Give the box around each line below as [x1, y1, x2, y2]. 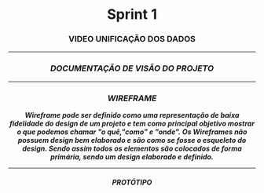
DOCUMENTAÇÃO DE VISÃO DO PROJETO [49, 63, 214, 74]
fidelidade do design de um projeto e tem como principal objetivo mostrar [9, 119, 255, 129]
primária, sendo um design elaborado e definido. [49, 152, 214, 162]
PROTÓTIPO [112, 177, 152, 187]
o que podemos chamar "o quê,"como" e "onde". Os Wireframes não [16, 127, 247, 137]
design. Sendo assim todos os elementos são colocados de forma [22, 144, 242, 154]
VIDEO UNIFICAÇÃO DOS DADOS [68, 34, 196, 45]
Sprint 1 [107, 5, 157, 24]
